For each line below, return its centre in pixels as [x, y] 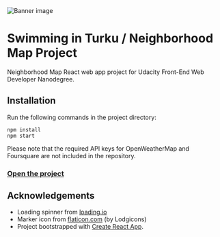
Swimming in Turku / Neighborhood [110, 39]
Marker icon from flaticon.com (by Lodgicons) [82, 219]
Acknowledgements [51, 196]
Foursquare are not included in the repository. [71, 155]
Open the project [36, 173]
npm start [21, 136]
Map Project [42, 53]
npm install [24, 129]
